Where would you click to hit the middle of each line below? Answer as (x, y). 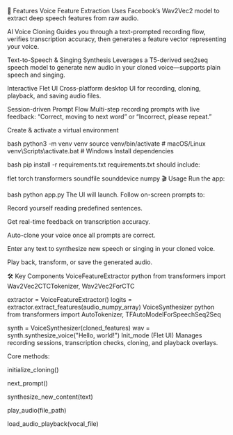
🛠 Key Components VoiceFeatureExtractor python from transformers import (116, 276)
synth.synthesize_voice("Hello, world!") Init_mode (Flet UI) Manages (105, 335)
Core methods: (29, 356)
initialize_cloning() (33, 370)
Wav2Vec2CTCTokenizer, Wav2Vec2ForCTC (71, 286)
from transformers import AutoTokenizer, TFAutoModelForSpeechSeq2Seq (114, 314)
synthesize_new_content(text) (50, 397)
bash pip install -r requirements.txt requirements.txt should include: (104, 165)
